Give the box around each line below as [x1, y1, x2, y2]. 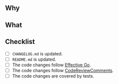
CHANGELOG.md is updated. [12, 50, 63, 56]
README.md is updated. [12, 56, 57, 62]
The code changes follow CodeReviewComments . [12, 67, 114, 73]
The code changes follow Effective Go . [12, 62, 91, 68]
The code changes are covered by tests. [12, 73, 94, 79]
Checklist [5, 38, 35, 46]
